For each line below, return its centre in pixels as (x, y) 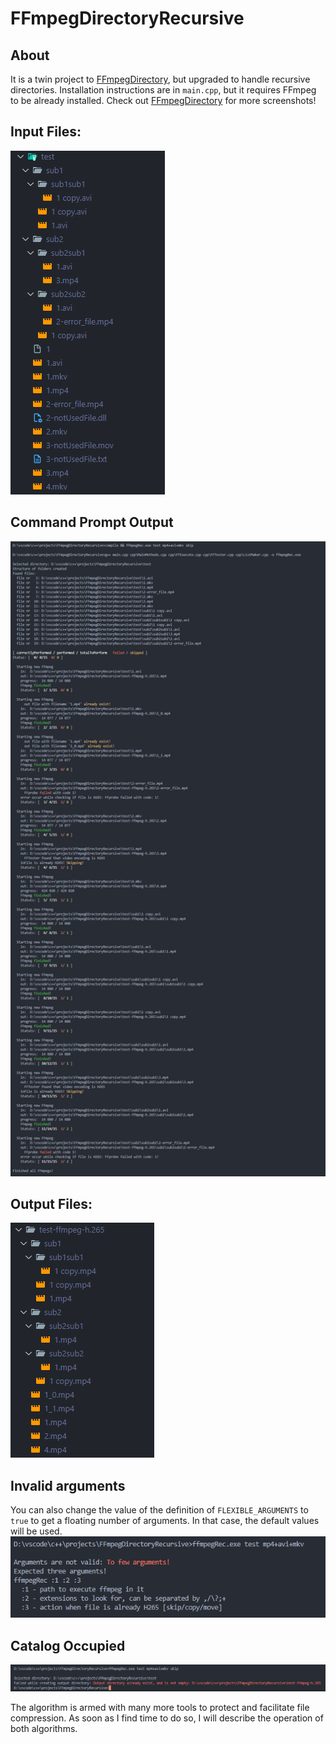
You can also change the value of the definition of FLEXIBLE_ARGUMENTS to (159, 1510)
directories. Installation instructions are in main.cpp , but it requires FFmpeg (163, 90)
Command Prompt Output (92, 522)
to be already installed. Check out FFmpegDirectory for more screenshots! (163, 100)
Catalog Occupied (68, 1645)
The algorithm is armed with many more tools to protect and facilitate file (160, 1707)
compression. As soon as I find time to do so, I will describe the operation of (167, 1718)
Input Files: (46, 132)
